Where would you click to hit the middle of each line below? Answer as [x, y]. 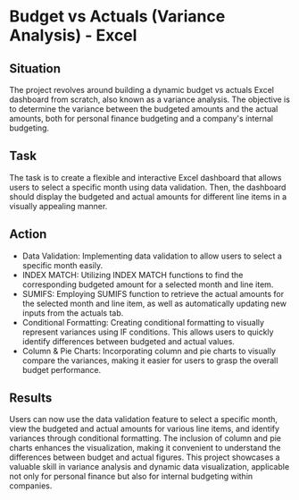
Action [28, 234]
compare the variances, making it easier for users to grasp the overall [150, 360]
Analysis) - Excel [73, 35]
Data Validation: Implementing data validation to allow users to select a [152, 256]
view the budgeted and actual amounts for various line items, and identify [144, 429]
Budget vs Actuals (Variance [117, 17]
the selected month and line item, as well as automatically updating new [154, 303]
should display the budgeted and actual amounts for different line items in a [148, 196]
